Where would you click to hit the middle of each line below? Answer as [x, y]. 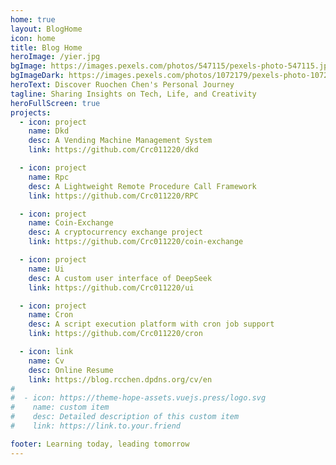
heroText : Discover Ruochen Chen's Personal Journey [122, 85]
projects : [31, 112]
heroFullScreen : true [55, 103]
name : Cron [51, 315]
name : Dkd [49, 131]
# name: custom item [60, 407]
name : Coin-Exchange [71, 223]
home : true [33, 19]
